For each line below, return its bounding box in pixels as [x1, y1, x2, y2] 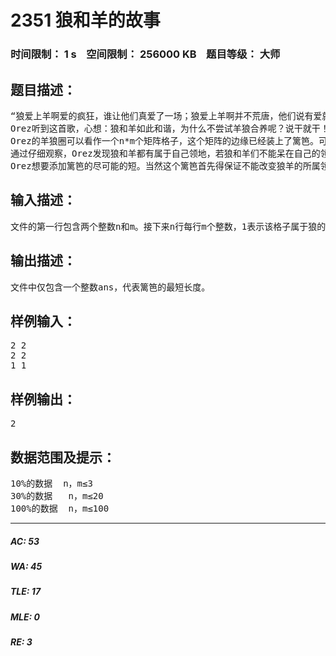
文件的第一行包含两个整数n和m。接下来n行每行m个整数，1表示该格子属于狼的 [10, 221, 327, 232]
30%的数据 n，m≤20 [10, 490, 104, 501]
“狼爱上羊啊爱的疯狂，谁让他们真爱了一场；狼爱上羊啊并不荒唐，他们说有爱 [10, 110, 323, 121]
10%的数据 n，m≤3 [10, 477, 93, 489]
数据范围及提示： [10, 449, 116, 466]
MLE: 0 [10, 611, 40, 623]
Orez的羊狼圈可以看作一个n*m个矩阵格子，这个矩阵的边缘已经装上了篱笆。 [10, 135, 319, 146]
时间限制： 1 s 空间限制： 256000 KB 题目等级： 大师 [10, 47, 281, 61]
